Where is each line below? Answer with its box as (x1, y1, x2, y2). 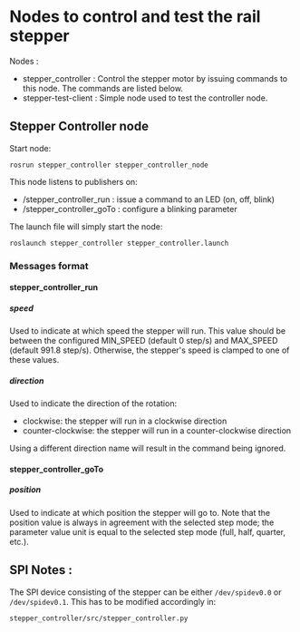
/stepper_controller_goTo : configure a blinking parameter (22, 203, 237, 214)
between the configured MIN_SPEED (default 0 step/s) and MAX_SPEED (9, 335, 278, 346)
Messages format (9, 259, 89, 272)
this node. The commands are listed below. (22, 83, 184, 93)
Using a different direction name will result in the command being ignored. (9, 442, 286, 454)
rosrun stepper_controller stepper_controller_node (9, 160, 208, 170)
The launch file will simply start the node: (9, 220, 163, 232)
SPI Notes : (9, 562, 73, 578)
